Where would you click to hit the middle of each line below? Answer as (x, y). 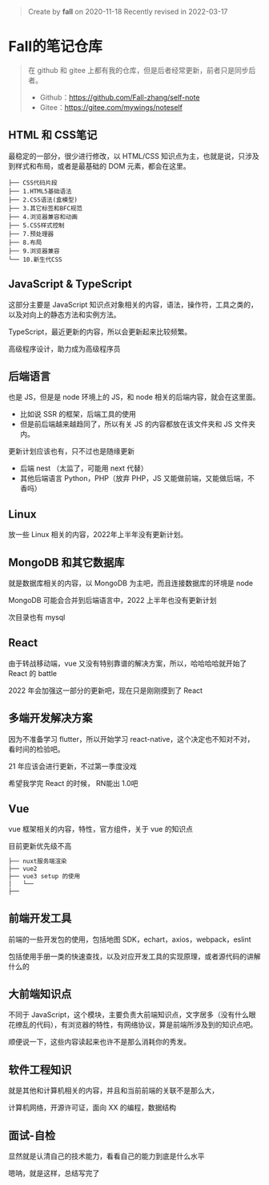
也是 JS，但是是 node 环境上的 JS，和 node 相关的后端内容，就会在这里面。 (134, 397)
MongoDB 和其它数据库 (66, 562)
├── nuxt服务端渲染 (38, 861)
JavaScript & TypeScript (70, 284)
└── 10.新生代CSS (35, 259)
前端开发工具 (40, 918)
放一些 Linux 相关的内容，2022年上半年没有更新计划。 (98, 535)
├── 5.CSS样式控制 (36, 225)
